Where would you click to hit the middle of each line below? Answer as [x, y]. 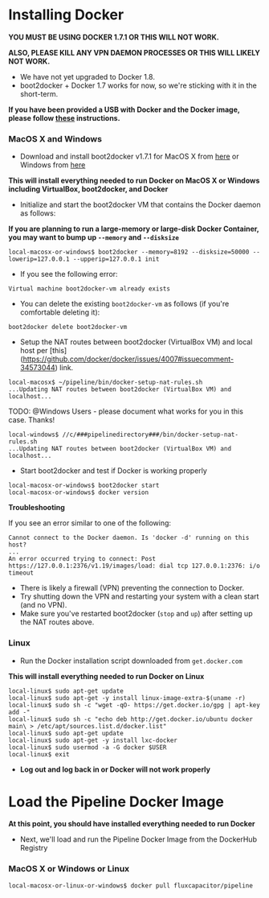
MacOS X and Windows [55, 138]
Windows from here [53, 165]
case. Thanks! [32, 420]
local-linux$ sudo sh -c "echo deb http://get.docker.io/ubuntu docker [130, 719]
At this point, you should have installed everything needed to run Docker [132, 824]
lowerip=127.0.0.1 [39, 259]
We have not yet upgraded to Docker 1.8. [87, 76]
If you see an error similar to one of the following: [90, 523]
